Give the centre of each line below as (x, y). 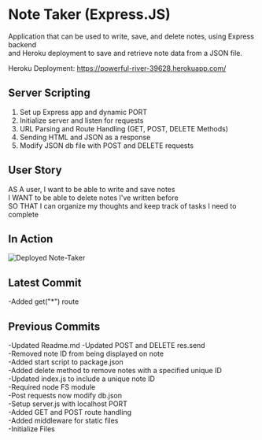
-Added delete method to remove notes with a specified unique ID (115, 370)
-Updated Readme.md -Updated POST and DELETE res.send (107, 345)
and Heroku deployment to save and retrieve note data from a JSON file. (125, 53)
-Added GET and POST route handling (70, 412)
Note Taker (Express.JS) (89, 15)
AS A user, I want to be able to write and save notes (92, 189)
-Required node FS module (52, 387)
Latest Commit (45, 282)
